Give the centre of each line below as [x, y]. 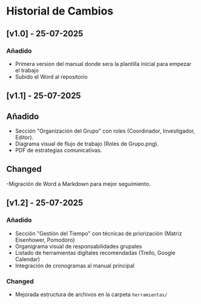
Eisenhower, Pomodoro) [45, 240]
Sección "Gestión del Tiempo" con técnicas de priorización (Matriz [98, 233]
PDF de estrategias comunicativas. [58, 150]
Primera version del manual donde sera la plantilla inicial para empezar [103, 64]
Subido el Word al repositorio [51, 76]
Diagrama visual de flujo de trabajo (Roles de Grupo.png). [87, 144]
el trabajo [27, 70]
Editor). [24, 137]
